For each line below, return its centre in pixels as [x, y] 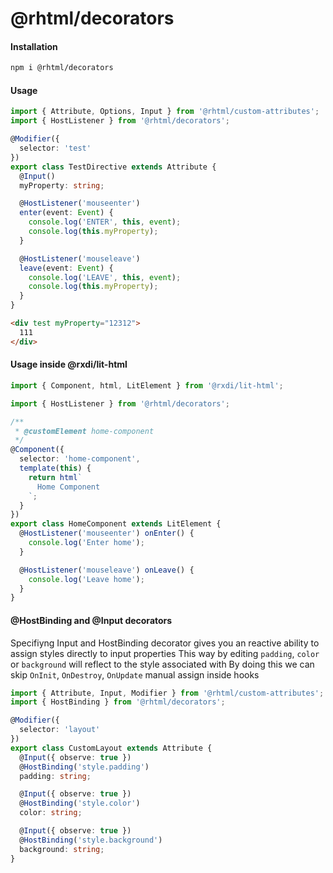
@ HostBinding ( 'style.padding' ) [84, 767]
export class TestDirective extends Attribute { [113, 167]
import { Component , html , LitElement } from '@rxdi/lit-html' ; [147, 385]
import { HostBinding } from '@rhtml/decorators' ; [118, 702]
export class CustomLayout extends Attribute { [111, 748]
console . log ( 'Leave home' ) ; [86, 579]
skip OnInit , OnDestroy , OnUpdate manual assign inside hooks [135, 674]
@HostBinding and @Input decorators [91, 620]
